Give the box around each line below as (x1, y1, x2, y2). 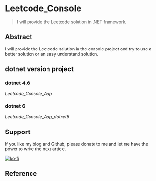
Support (5, 128, 31, 136)
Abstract (5, 33, 32, 41)
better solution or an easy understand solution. (5, 51, 98, 57)
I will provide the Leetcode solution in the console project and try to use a (5, 46, 152, 51)
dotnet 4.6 (5, 80, 31, 86)
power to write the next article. (5, 146, 66, 152)
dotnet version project (5, 65, 74, 73)
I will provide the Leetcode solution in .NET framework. (16, 19, 127, 25)
